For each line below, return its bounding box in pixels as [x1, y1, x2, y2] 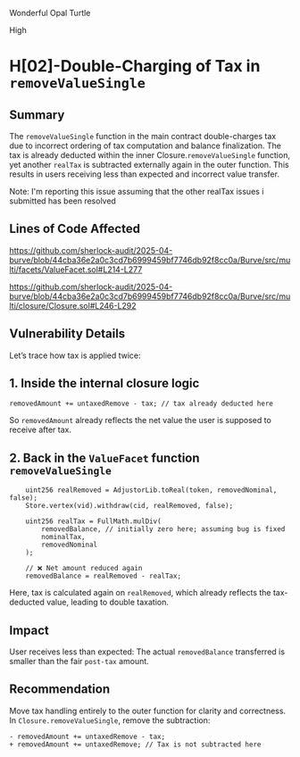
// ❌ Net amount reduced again [25, 564, 143, 573]
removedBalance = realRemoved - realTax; [25, 571, 181, 581]
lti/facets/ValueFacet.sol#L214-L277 [9, 263, 143, 275]
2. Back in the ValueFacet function [9, 450, 200, 465]
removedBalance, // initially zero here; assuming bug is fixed [41, 525, 286, 534]
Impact [9, 622, 49, 637]
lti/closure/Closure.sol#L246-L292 [9, 300, 137, 311]
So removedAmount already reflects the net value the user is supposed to [9, 415, 272, 426]
